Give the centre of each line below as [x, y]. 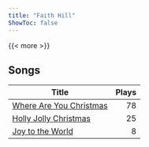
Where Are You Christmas [60, 106]
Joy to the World [43, 131]
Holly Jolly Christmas [51, 119]
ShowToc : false [33, 23]
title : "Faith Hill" [42, 15]
